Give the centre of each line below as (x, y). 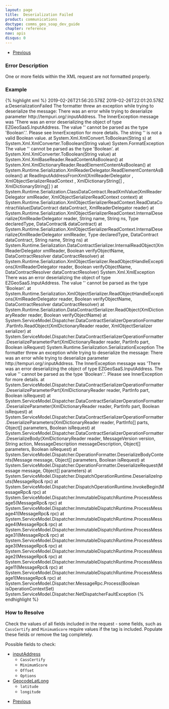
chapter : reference (26, 29)
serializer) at (18, 331)
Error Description (27, 65)
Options (28, 676)
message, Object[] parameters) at (57, 471)
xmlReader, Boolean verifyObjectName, (83, 251)
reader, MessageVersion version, (121, 439)
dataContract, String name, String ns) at (47, 240)
